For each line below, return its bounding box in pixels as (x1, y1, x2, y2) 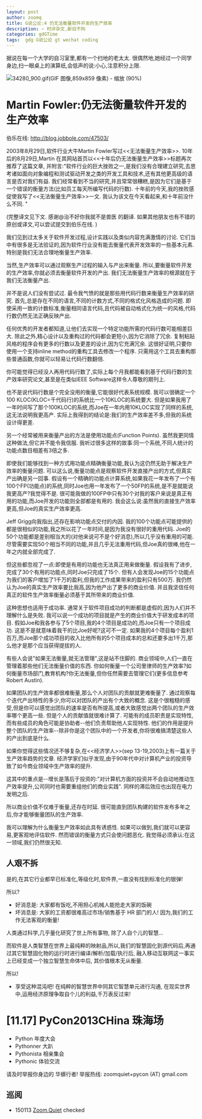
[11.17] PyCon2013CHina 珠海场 (6, 1014, 164, 1027)
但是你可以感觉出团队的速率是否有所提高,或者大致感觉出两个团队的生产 (13, 704, 189, 711)
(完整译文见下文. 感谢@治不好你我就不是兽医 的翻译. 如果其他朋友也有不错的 (6, 213, 195, 220)
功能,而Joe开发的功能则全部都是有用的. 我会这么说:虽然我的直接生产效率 (16, 497, 196, 504)
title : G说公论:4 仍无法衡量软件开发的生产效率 (6, 20, 113, 26)
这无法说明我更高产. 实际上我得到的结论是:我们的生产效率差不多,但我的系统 (6, 411, 192, 418)
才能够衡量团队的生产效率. (18, 811, 84, 818)
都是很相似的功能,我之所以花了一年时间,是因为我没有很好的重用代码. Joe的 (6, 525, 191, 532)
